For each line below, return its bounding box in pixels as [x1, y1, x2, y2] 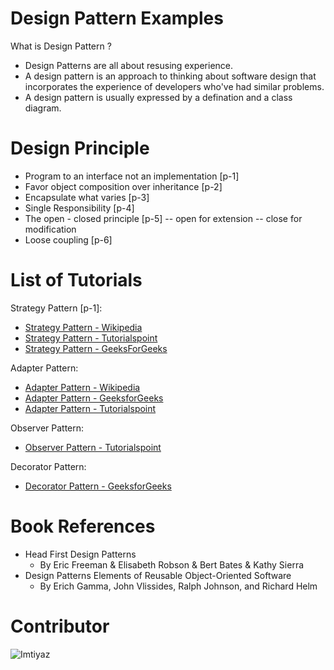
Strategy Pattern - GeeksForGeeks [24, 342, 168, 354]
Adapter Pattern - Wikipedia [24, 381, 141, 393]
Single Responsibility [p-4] [24, 202, 135, 214]
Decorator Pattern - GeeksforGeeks [24, 480, 172, 492]
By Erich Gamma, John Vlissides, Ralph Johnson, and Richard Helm [39, 580, 318, 592]
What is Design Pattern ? [10, 40, 112, 52]
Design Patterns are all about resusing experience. [24, 59, 234, 71]
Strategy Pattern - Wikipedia [24, 321, 143, 333]
